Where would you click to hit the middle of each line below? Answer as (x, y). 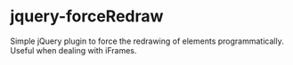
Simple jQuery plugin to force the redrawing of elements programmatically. (147, 41)
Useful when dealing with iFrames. (73, 50)
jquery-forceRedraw (87, 16)
